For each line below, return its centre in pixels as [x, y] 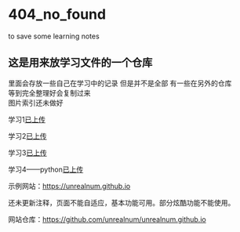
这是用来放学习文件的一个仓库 [80, 63]
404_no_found [57, 14]
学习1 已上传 [27, 119]
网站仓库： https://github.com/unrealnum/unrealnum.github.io [107, 219]
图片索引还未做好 [36, 103]
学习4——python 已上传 [46, 169]
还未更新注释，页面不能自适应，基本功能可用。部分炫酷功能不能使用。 [122, 202]
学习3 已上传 [27, 152]
